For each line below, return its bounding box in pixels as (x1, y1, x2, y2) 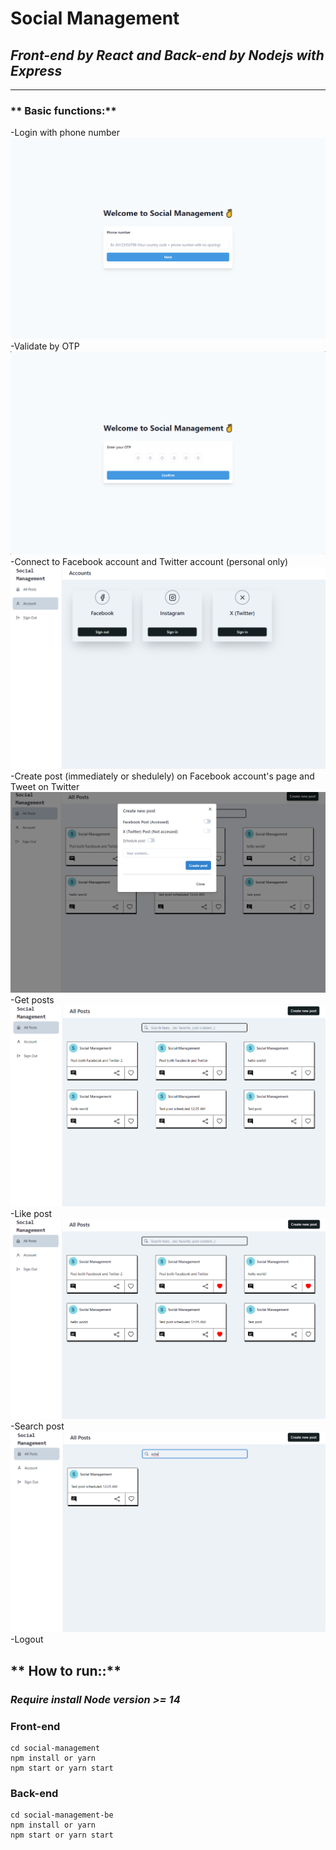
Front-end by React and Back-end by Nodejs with (10, 47, 325, 64)
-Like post (10, 1207, 53, 1219)
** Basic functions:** (10, 103, 117, 117)
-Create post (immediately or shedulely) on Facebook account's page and (10, 770, 315, 782)
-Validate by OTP (10, 340, 80, 352)
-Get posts (10, 994, 55, 1006)
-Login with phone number (10, 127, 121, 139)
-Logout (10, 1633, 44, 1646)
